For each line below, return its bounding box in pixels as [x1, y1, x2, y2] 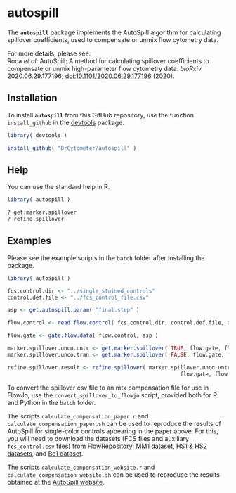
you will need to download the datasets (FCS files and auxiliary [7, 434, 190, 442]
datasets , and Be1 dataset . [7, 449, 84, 458]
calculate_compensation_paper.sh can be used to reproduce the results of [7, 419, 221, 428]
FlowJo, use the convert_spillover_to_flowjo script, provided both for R [7, 390, 218, 399]
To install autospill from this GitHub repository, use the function [7, 110, 195, 119]
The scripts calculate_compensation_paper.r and [7, 411, 149, 420]
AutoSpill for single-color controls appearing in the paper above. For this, [7, 427, 219, 435]
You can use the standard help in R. [7, 183, 110, 191]
